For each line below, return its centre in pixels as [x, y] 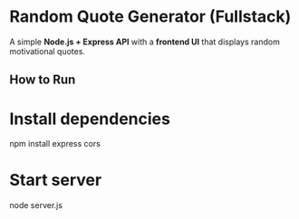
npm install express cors [55, 144]
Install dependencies [90, 119]
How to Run [43, 80]
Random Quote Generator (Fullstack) [150, 17]
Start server [56, 181]
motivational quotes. [48, 51]
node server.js [36, 205]
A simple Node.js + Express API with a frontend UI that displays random [145, 42]
